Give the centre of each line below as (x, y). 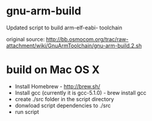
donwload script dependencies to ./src (63, 105)
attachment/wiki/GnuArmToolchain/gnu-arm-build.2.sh (74, 46)
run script (27, 111)
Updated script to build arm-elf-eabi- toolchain (64, 28)
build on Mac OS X (53, 70)
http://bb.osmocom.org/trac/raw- (87, 39)
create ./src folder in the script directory (64, 99)
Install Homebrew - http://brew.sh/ (57, 86)
